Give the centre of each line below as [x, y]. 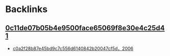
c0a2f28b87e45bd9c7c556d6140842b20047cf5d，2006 [73, 48]
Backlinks [27, 9]
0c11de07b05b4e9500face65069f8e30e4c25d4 [85, 28]
